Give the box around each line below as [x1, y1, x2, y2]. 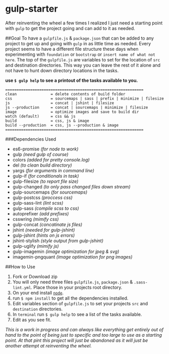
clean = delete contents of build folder [5, 91, 125, 96]
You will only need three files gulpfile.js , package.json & [12, 279, 133, 285]
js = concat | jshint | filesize [5, 100, 114, 106]
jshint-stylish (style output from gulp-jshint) [12, 237, 104, 244]
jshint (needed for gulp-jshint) [12, 227, 75, 233]
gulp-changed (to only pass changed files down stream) [12, 183, 131, 189]
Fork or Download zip [12, 273, 58, 279]
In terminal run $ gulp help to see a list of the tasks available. [12, 311, 142, 317]
